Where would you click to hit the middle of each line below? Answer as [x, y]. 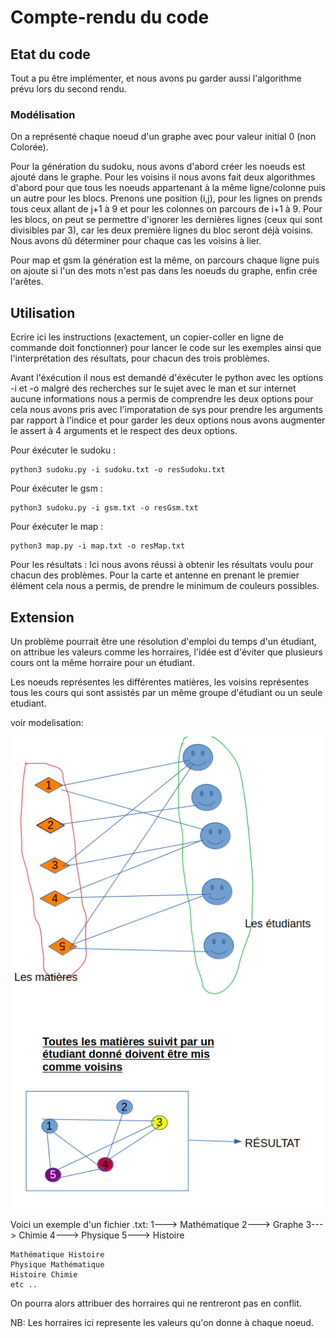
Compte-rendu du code [110, 17]
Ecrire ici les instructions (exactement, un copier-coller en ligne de [147, 337]
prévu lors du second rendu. [68, 89]
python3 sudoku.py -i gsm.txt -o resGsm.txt [104, 508]
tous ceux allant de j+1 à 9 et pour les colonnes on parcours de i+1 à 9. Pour [166, 209]
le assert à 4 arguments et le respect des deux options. [124, 431]
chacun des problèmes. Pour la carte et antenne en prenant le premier [155, 575]
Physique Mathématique [57, 1264]
